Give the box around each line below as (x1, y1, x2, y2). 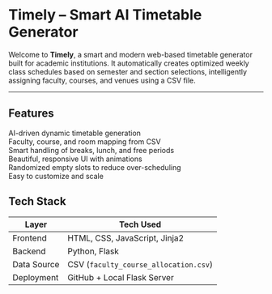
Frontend (12, 232, 47, 244)
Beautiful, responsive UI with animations (8, 154, 143, 164)
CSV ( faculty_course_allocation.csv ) (67, 258, 213, 270)
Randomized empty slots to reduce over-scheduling (8, 162, 181, 172)
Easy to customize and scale (8, 171, 104, 181)
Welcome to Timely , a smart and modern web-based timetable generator (8, 49, 253, 59)
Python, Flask (67, 245, 119, 257)
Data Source (12, 258, 60, 270)
